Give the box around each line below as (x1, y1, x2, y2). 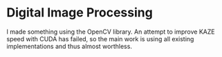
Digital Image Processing (6, 5, 153, 21)
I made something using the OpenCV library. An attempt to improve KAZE (6, 27, 215, 36)
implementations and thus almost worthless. (6, 42, 133, 50)
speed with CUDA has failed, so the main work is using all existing (6, 34, 194, 43)
